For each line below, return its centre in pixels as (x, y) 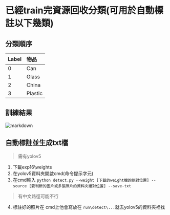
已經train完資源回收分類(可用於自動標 (84, 10)
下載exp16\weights (32, 167)
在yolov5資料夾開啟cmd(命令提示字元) (53, 173)
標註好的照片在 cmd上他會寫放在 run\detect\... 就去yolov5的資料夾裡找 (89, 207)
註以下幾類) (29, 23)
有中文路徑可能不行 (38, 196)
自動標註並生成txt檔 (37, 143)
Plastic (35, 93)
